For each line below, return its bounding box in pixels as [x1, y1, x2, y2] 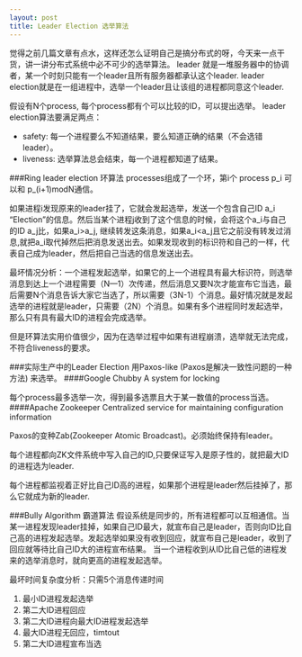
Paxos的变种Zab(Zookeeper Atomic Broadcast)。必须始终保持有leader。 [9, 429, 279, 441]
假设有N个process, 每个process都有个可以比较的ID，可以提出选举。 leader [9, 100, 286, 111]
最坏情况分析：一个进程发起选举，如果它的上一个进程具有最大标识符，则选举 [9, 266, 293, 277]
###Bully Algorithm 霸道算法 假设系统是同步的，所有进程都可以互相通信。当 [9, 509, 290, 520]
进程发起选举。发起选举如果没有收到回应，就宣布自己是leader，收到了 [32, 532, 293, 543]
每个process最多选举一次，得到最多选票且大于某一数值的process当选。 [9, 391, 274, 402]
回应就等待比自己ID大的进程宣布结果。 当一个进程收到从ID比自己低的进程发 [9, 544, 288, 554]
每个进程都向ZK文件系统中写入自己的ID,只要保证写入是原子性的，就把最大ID [9, 449, 289, 460]
